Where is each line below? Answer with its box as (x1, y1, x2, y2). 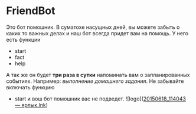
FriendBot (6, 4, 55, 18)
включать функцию (6, 83, 55, 90)
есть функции (6, 36, 41, 43)
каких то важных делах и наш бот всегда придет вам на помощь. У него (6, 29, 189, 36)
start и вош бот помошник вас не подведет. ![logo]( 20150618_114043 (14, 95, 186, 102)
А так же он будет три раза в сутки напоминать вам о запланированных (6, 71, 190, 78)
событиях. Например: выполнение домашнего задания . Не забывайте (6, 78, 184, 85)
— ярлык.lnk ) (14, 101, 48, 108)
